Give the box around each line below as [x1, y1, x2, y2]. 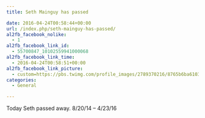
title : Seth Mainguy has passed [6, 9, 88, 15]
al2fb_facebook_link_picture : [6, 65, 84, 72]
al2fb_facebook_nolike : [6, 31, 67, 37]
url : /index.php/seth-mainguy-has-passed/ [6, 26, 116, 32]
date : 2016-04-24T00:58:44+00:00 [6, 20, 92, 26]
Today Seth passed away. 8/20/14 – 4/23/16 [6, 105, 117, 112]
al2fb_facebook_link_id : [6, 43, 70, 49]
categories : [6, 77, 37, 83]
